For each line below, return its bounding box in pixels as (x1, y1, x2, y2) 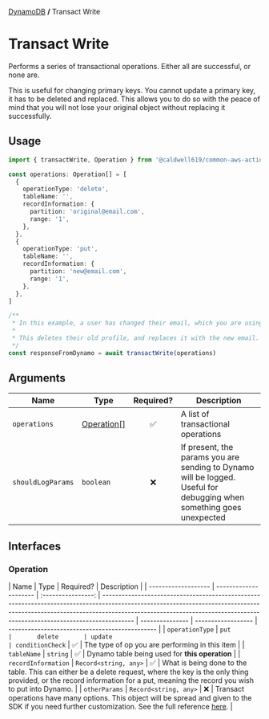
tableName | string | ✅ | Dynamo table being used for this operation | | (8, 649, 241, 659)
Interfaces (8, 539, 62, 553)
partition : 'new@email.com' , (29, 268, 127, 276)
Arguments (8, 371, 66, 385)
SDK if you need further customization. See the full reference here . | (8, 702, 234, 712)
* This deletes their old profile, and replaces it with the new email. (11, 334, 260, 342)
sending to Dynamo (180, 462, 255, 473)
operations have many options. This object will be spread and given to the (8, 693, 252, 703)
